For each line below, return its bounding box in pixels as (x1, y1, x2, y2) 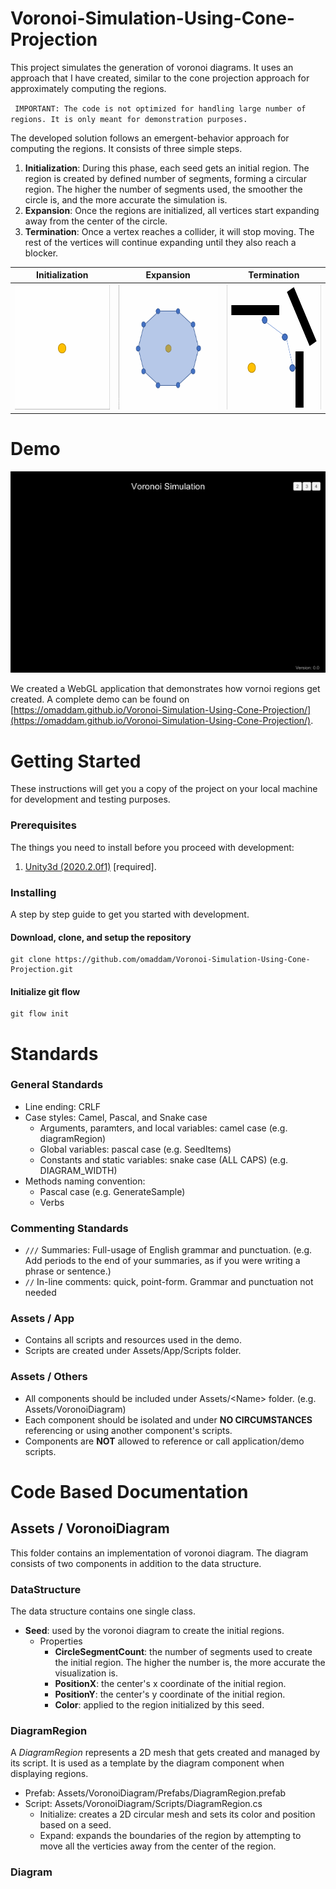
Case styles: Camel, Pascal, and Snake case (24, 1111, 208, 1123)
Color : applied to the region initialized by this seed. (54, 1698, 265, 1711)
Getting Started (10, 750, 142, 772)
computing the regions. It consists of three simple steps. (10, 142, 243, 154)
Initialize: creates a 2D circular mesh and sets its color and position (39, 1808, 316, 1821)
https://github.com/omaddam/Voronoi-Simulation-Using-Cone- (54, 955, 311, 965)
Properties (39, 1635, 83, 1647)
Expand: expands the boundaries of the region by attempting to (39, 1830, 302, 1842)
